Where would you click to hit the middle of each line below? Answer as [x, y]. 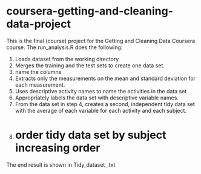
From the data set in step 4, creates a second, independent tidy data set [105, 104]
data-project [39, 24]
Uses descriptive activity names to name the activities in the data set [101, 91]
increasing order [58, 148]
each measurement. [40, 85]
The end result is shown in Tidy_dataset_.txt [61, 164]
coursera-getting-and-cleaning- [90, 11]
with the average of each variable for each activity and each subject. [100, 110]
